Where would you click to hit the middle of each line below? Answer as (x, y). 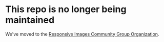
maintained (30, 20)
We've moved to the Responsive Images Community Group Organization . (82, 34)
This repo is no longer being (66, 9)
